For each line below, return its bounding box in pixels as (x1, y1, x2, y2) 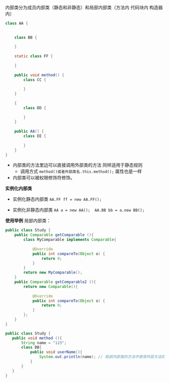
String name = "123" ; (21, 340, 67, 345)
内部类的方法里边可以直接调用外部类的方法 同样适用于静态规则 (12, 162, 143, 168)
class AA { (5, 21, 28, 26)
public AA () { (14, 129, 44, 134)
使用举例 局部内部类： (5, 218, 51, 224)
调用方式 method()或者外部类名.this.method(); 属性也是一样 (20, 168, 142, 174)
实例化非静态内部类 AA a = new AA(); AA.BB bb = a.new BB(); (12, 207, 145, 213)
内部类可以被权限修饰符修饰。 (12, 175, 75, 181)
